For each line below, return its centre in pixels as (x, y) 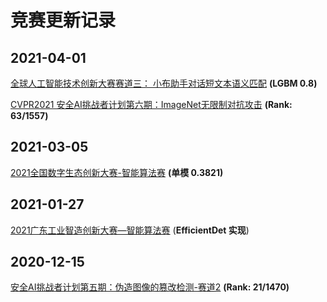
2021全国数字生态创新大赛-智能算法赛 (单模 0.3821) (117, 172)
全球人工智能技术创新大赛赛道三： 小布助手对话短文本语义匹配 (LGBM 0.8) (164, 83)
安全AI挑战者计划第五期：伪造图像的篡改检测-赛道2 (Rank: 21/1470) (150, 287)
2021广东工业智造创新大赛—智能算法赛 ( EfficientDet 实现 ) (130, 230)
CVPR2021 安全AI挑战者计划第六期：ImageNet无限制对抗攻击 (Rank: (151, 104)
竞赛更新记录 (63, 20)
